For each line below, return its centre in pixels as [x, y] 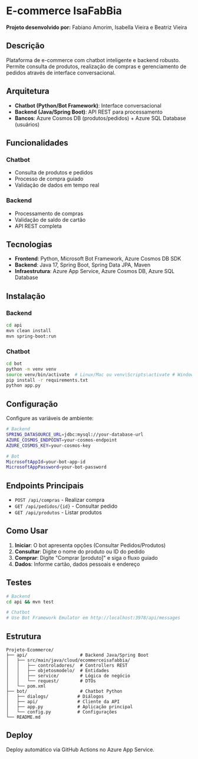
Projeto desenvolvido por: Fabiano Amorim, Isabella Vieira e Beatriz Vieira [97, 27]
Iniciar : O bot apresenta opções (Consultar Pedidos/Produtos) [90, 545]
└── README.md [24, 717]
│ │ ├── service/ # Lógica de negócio [68, 676]
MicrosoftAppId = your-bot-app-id [46, 462]
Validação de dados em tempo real [57, 185]
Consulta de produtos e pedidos [54, 173]
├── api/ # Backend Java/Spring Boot [77, 655]
